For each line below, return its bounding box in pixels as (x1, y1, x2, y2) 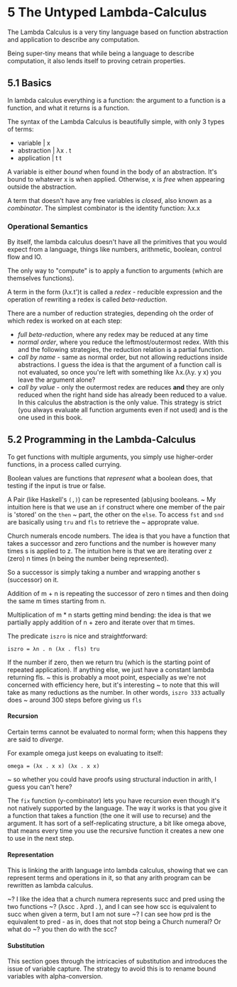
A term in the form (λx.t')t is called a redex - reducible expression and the (7, 288, 223, 297)
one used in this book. (17, 413, 83, 422)
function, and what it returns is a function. (7, 104, 130, 112)
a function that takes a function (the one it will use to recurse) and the (7, 812, 211, 820)
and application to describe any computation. (7, 35, 140, 43)
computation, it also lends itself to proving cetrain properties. (7, 56, 186, 65)
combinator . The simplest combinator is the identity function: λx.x (7, 204, 201, 212)
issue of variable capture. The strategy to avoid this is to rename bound (7, 964, 216, 973)
